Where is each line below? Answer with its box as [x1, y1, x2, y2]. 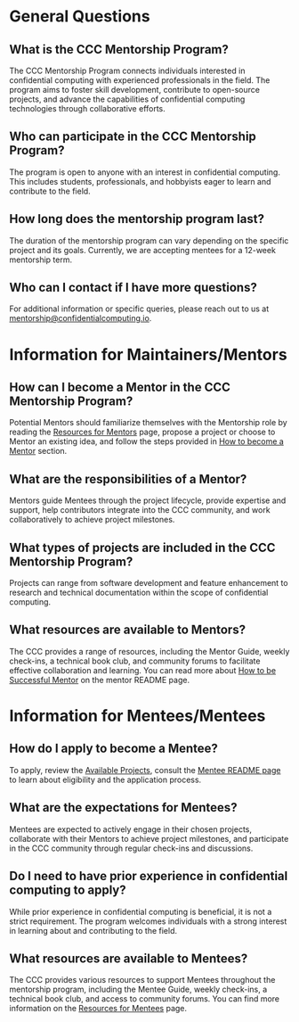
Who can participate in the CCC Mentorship [9, 129, 256, 144]
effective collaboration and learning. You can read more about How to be [9, 664, 277, 675]
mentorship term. [9, 254, 73, 265]
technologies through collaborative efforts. [9, 103, 166, 113]
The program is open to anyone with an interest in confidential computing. [9, 167, 280, 177]
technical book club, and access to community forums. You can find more [9, 993, 280, 1004]
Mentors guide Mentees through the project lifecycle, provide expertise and [9, 495, 287, 506]
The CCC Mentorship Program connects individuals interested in [9, 65, 246, 76]
